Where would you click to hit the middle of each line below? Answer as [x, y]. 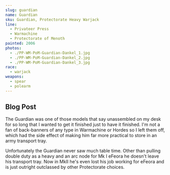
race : [11, 67]
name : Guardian [21, 15]
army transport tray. [26, 141]
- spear [18, 81]
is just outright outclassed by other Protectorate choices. [65, 167]
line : [11, 24]
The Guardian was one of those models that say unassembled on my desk [83, 119]
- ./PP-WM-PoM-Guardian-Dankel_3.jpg [50, 62]
